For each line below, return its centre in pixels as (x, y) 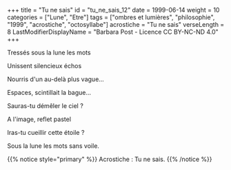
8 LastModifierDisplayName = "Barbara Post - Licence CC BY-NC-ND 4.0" (113, 32)
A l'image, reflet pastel (39, 119)
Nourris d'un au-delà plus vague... (56, 79)
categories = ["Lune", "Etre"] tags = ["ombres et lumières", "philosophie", (111, 17)
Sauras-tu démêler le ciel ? (46, 106)
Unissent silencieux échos (44, 66)
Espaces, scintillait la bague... (49, 93)
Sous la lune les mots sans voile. (53, 146)
